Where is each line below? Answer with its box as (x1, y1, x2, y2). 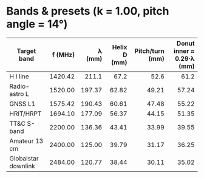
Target (16, 47, 36, 55)
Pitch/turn (134, 47, 165, 55)
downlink (9, 162, 35, 170)
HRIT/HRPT (9, 109, 42, 118)
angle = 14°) (6, 17, 68, 31)
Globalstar (9, 154, 39, 162)
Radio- (9, 82, 30, 91)
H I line (9, 72, 29, 80)
